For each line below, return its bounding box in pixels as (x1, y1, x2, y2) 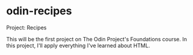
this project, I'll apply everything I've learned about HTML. (6, 42, 150, 49)
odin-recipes (6, 4, 72, 18)
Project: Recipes (6, 24, 47, 31)
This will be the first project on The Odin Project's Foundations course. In (6, 35, 188, 42)
